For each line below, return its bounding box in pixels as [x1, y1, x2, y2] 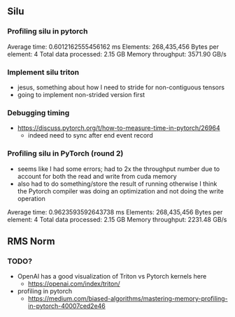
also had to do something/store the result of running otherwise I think [17, 179, 218, 188]
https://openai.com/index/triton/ [27, 279, 120, 288]
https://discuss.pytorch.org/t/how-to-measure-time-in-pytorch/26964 [17, 124, 220, 132]
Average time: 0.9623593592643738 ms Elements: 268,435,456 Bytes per [7, 207, 223, 216]
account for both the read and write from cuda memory [17, 172, 177, 180]
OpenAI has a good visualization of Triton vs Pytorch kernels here [17, 272, 207, 281]
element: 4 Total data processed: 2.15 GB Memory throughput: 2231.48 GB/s [7, 215, 227, 223]
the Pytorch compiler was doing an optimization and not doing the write [17, 186, 224, 195]
